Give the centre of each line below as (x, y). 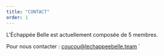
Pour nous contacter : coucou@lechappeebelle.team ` (73, 46)
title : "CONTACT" (28, 12)
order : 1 (17, 17)
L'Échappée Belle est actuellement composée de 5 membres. (82, 34)
